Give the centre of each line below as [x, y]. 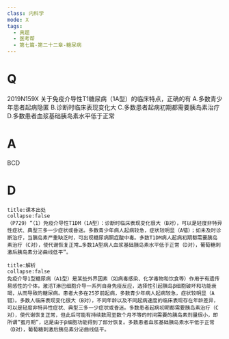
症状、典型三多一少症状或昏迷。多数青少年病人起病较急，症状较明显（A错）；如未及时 [114, 230]
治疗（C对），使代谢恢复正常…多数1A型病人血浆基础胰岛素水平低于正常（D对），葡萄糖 [114, 245]
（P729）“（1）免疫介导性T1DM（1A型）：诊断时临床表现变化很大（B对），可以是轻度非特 [112, 223]
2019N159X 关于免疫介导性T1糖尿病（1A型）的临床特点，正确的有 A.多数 [109, 98]
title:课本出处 [27, 210]
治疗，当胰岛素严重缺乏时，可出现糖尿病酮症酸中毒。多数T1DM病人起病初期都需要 [110, 238]
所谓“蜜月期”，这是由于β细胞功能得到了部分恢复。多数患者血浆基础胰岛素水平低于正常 [111, 322]
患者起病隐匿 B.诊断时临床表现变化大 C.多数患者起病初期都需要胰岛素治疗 [116, 107]
